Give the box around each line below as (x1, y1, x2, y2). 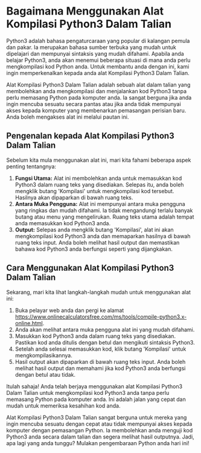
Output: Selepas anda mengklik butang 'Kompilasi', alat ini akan (14, 226, 174, 233)
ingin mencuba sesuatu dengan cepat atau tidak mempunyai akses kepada (6, 420, 193, 428)
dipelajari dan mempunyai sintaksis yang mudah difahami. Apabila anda (6, 50, 184, 57)
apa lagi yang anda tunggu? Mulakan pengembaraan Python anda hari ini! (6, 439, 190, 446)
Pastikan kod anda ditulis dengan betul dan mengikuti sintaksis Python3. (14, 339, 195, 346)
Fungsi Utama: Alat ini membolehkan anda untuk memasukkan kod (14, 174, 182, 182)
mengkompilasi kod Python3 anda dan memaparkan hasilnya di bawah (14, 232, 191, 240)
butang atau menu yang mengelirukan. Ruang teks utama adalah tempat (14, 213, 194, 220)
